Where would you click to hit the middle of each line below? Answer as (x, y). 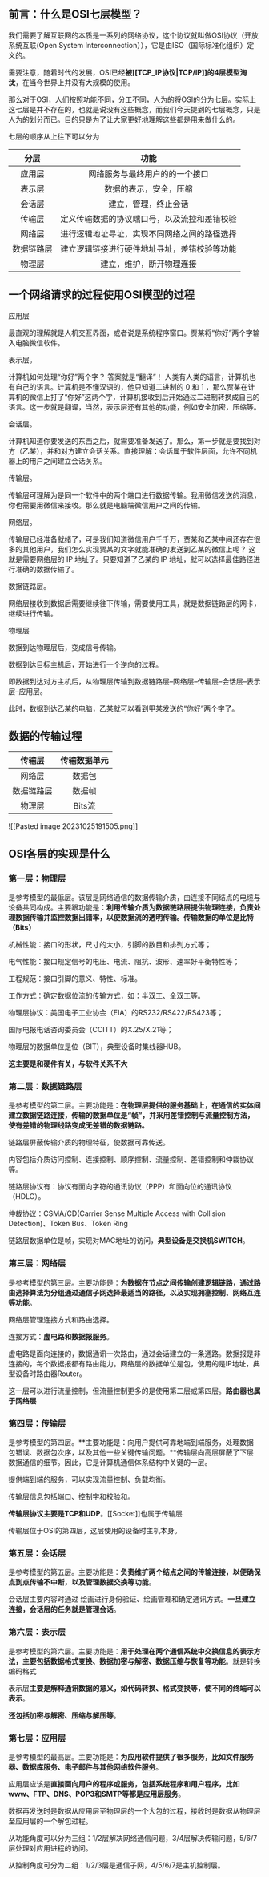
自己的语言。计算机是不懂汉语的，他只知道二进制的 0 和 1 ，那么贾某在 (131, 386)
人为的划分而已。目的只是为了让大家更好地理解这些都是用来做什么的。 (124, 119)
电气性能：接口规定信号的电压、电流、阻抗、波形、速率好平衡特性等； (124, 962)
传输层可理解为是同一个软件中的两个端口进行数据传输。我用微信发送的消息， (134, 494)
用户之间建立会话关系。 (68, 461)
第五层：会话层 (37, 1553)
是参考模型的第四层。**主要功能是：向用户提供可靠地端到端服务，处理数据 (131, 1443)
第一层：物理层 (37, 878)
